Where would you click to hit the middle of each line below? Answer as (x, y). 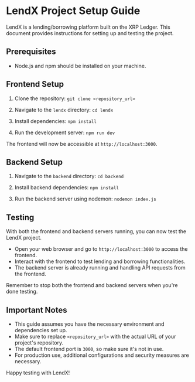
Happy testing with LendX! (38, 373)
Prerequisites (31, 52)
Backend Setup (35, 162)
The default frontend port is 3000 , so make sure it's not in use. (89, 349)
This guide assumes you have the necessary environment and (89, 324)
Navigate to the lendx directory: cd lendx (64, 110)
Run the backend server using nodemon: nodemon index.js (85, 199)
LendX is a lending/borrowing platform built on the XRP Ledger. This (88, 27)
